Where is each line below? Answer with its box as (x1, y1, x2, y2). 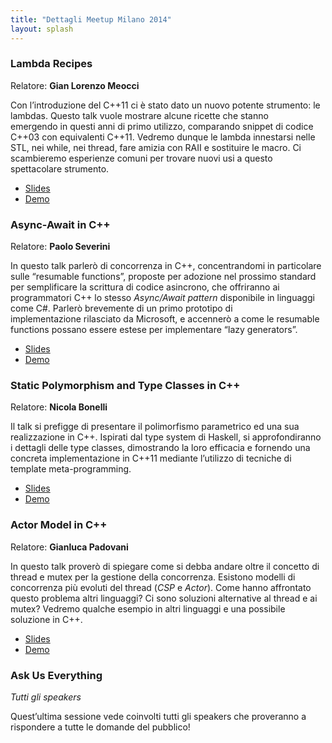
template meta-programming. (10, 463, 132, 475)
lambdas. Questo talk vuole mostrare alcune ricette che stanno (10, 109, 269, 121)
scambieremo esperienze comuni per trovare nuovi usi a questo (10, 152, 273, 164)
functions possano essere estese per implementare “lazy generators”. (10, 324, 298, 336)
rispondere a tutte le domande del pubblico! (10, 721, 191, 733)
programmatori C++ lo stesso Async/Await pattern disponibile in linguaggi (10, 292, 315, 304)
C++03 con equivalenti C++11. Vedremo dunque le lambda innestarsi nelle (10, 131, 316, 143)
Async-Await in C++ (10, 217, 111, 231)
